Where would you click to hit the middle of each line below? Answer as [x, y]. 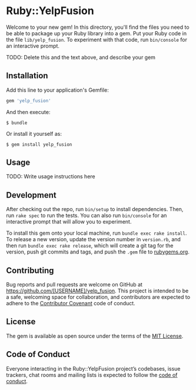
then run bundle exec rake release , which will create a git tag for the [90, 246]
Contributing [30, 270]
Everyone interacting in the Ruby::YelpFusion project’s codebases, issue [93, 368]
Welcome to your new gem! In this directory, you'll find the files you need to [98, 27]
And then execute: [28, 112]
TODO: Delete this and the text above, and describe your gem [81, 57]
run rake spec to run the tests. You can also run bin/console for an [87, 215]
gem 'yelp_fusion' [29, 101]
